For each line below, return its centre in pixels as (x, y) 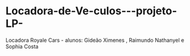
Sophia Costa (22, 46)
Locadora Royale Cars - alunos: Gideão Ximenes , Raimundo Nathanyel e (95, 40)
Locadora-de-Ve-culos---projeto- (91, 11)
